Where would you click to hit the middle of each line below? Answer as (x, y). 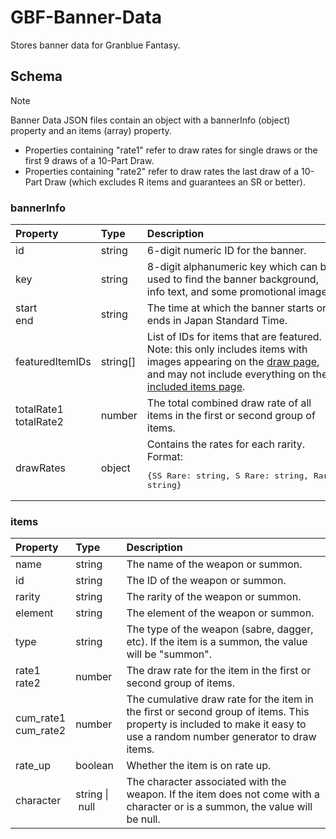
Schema (36, 76)
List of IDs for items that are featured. (234, 337)
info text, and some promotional (221, 292)
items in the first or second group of (231, 416)
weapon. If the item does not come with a (223, 794)
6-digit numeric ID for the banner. (226, 251)
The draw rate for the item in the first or (219, 671)
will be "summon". (169, 654)
